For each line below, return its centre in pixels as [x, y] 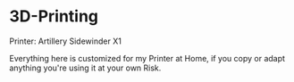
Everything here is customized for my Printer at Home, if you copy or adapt [147, 58]
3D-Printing [54, 16]
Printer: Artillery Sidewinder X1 [66, 41]
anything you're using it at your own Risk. [85, 68]
